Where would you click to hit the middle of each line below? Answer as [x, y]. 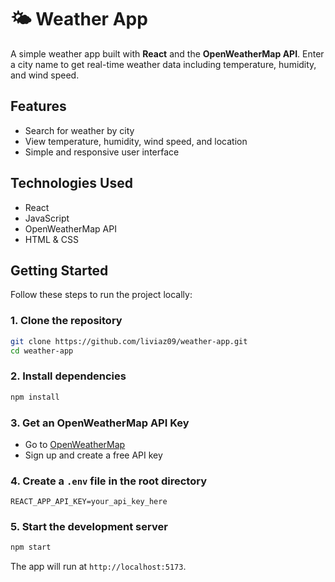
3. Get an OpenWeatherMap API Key [100, 423]
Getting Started [59, 270]
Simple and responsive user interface [102, 152]
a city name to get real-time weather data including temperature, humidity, [163, 64]
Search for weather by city [79, 130]
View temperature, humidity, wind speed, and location [136, 141]
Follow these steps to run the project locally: [101, 295]
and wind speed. [45, 75]
